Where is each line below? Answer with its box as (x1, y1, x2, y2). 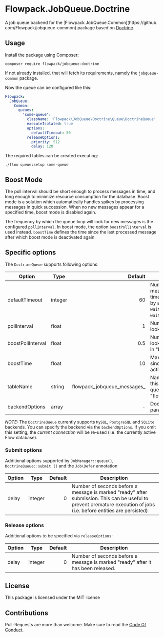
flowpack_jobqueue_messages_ (72, 383, 145, 390)
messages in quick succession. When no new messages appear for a (5, 204, 144, 210)
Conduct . (5, 627, 24, 633)
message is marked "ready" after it (71, 559, 152, 566)
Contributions (5, 609, 48, 617)
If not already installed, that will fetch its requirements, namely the (5, 70, 138, 76)
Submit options (5, 446, 42, 453)
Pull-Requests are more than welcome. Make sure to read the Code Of (5, 622, 146, 628)
